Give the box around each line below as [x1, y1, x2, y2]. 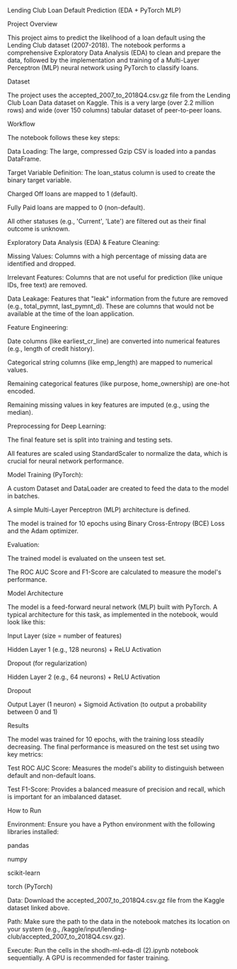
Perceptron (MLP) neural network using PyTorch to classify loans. [7, 64, 200, 71]
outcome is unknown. [7, 224, 70, 233]
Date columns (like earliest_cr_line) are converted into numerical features [7, 337, 221, 345]
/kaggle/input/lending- [61, 925, 127, 933]
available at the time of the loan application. [7, 309, 134, 318]
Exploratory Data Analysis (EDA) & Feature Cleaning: [7, 239, 161, 246]
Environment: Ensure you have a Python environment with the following [7, 820, 216, 828]
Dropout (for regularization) [7, 659, 88, 667]
